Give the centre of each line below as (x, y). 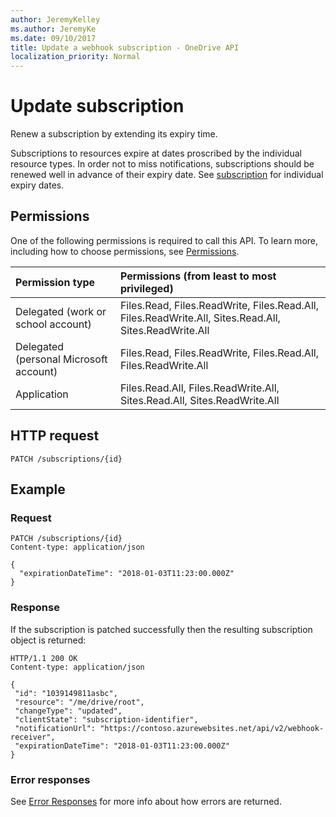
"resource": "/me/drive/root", (79, 702)
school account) (53, 324)
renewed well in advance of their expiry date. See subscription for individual (167, 175)
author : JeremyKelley (55, 19)
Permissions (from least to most (198, 276)
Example (38, 489)
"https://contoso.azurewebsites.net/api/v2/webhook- (212, 728)
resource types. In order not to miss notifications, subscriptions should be (162, 164)
